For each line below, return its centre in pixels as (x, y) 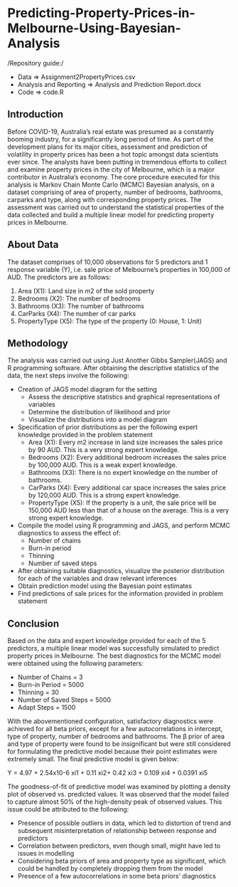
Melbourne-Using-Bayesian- (94, 28)
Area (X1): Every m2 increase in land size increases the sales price (125, 442)
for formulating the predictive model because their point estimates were (113, 752)
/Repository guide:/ (36, 63)
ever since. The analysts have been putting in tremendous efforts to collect (117, 162)
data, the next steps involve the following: (68, 376)
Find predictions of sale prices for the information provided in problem (120, 594)
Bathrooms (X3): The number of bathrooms (81, 306)
